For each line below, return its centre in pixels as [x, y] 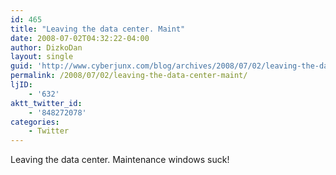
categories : [35, 122]
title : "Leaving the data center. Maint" [98, 29]
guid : [21, 66]
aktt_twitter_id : [46, 103]
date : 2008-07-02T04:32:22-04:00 [80, 38]
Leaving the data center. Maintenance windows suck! [120, 160]
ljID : [21, 85]
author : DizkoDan [46, 47]
